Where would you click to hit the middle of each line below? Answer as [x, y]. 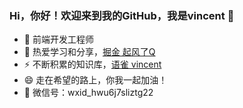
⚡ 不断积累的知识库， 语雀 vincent [92, 64]
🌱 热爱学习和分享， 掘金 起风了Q [89, 52]
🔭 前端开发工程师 [58, 39]
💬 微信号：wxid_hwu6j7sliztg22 [88, 93]
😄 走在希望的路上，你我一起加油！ [95, 80]
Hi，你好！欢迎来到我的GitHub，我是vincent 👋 [122, 15]
